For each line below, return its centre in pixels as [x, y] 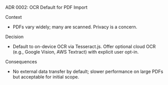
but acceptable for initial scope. [46, 77]
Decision [15, 37]
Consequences [21, 62]
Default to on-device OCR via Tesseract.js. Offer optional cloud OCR [84, 47]
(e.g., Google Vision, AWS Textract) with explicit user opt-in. [76, 52]
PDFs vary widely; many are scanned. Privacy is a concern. [75, 27]
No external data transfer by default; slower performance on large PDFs [88, 71]
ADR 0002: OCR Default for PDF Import [46, 7]
